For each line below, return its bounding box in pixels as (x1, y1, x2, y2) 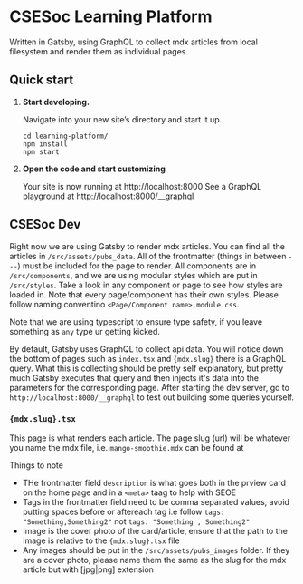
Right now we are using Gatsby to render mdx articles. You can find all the (9, 240, 286, 251)
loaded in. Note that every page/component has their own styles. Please (9, 288, 279, 300)
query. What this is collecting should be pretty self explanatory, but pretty (9, 363, 283, 374)
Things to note (9, 460, 63, 471)
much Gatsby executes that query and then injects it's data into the (9, 372, 260, 383)
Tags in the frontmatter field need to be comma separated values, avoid (22, 496, 289, 507)
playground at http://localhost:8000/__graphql (22, 190, 194, 201)
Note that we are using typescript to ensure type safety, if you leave (9, 316, 263, 327)
